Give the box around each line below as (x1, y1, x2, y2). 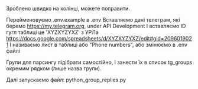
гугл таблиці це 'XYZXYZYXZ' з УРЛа (6, 29, 99, 36)
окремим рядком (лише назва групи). (6, 65, 102, 72)
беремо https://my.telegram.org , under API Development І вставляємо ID (6, 23, 186, 29)
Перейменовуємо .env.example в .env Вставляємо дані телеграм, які (6, 16, 180, 23)
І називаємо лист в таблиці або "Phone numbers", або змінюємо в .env (9, 41, 188, 48)
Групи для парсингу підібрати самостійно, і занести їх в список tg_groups (6, 59, 193, 66)
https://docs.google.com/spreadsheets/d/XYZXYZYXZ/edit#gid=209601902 (6, 35, 192, 42)
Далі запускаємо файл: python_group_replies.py (6, 76, 126, 83)
